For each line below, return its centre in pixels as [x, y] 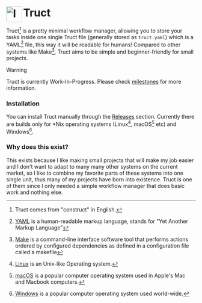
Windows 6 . [20, 131]
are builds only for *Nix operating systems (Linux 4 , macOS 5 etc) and [91, 123]
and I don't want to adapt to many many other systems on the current [92, 166]
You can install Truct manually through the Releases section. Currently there [100, 117]
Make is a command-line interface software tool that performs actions [102, 239]
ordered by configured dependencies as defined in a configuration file [102, 245]
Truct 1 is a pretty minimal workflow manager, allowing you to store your [94, 30]
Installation [23, 104]
